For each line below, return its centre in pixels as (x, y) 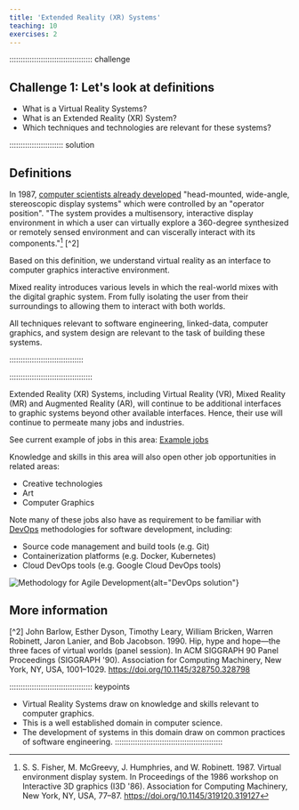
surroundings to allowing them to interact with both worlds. (117, 306)
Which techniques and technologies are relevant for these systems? (146, 128)
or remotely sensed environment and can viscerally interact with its (132, 232)
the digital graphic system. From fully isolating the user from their (129, 296)
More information (59, 611)
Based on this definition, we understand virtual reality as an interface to (140, 260)
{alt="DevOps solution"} (195, 582)
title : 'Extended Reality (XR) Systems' (85, 17)
